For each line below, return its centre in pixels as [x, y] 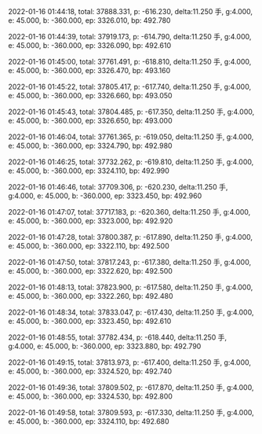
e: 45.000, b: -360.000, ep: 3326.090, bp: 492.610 [89, 45]
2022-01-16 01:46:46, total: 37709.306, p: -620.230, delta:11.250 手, [118, 187]
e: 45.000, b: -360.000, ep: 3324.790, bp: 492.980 [90, 145]
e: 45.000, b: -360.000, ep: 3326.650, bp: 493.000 [90, 121]
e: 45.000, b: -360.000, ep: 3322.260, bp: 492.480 [91, 296]
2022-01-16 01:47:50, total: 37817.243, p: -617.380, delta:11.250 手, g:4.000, [130, 262]
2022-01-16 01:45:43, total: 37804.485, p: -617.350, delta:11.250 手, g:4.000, [131, 112]
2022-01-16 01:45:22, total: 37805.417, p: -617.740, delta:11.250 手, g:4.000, [130, 86]
